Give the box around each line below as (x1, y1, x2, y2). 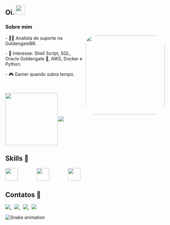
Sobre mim (5, 23, 33, 30)
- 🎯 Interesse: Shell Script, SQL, (5, 50, 71, 56)
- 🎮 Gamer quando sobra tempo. (5, 71, 75, 77)
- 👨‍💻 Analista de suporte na (5, 35, 63, 41)
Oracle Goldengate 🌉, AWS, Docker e (5, 55, 82, 61)
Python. (5, 61, 22, 67)
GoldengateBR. (5, 40, 37, 46)
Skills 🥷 (5, 154, 29, 163)
